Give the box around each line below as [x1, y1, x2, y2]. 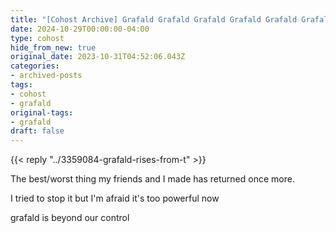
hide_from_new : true [10, 42, 97, 53]
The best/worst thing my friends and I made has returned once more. [10, 173, 295, 185]
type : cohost [10, 33, 65, 43]
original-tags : [10, 107, 74, 118]
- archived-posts [10, 71, 83, 81]
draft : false [10, 126, 65, 136]
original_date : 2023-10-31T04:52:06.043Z [10, 52, 186, 62]
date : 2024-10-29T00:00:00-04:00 [10, 24, 150, 34]
